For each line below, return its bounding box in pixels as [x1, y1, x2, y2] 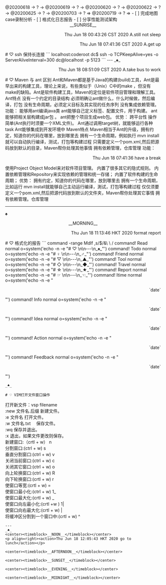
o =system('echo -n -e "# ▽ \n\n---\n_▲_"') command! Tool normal [5, 256, 142, 262]
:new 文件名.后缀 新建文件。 [5, 408, 62, 414]
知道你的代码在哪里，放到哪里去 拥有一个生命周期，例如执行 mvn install [13, 133, 160, 138]
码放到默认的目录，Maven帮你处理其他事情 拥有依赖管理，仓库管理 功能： [5, 145, 156, 151]
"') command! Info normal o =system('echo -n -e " [5, 296, 106, 302]
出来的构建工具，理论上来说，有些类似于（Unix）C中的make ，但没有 [9, 83, 151, 89]
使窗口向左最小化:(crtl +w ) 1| [5, 501, 64, 507]
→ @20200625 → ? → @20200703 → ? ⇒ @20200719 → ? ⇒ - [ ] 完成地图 [5, 10, 158, 16]
